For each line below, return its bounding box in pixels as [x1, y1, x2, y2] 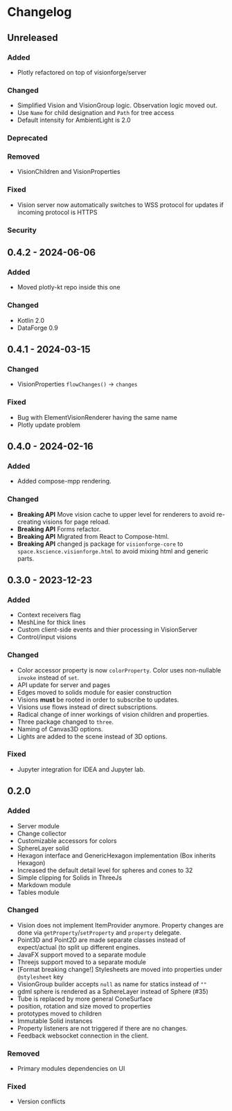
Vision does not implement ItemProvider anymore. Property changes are [17, 921, 224, 929]
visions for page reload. [42, 517, 111, 526]
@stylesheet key [17, 972, 64, 981]
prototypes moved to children [17, 1009, 102, 1017]
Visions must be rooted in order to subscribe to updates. [17, 695, 179, 704]
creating [17, 517, 42, 526]
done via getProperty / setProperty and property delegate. [17, 928, 181, 936]
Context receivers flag [17, 611, 81, 619]
